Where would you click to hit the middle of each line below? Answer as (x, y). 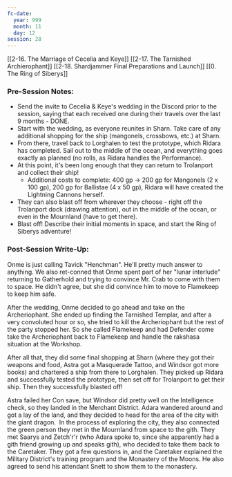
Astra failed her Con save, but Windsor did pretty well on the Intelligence (110, 400)
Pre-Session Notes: (41, 92)
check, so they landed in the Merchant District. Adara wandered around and (115, 407)
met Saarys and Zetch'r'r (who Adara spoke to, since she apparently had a (113, 437)
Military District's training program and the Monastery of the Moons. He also (116, 459)
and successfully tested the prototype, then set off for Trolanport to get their (116, 379)
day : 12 (25, 33)
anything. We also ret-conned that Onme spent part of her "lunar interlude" (114, 272)
